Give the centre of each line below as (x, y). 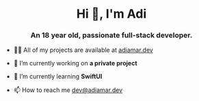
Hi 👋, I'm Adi (111, 14)
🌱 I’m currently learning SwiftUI (58, 76)
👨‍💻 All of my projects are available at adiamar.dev (83, 50)
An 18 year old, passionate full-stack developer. (111, 35)
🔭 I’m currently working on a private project (76, 63)
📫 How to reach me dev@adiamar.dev (68, 90)
